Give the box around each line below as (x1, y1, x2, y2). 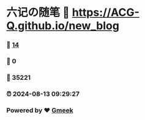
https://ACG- (72, 5, 139, 19)
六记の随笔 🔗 (6, 5, 70, 19)
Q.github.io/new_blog (6, 19, 119, 33)
